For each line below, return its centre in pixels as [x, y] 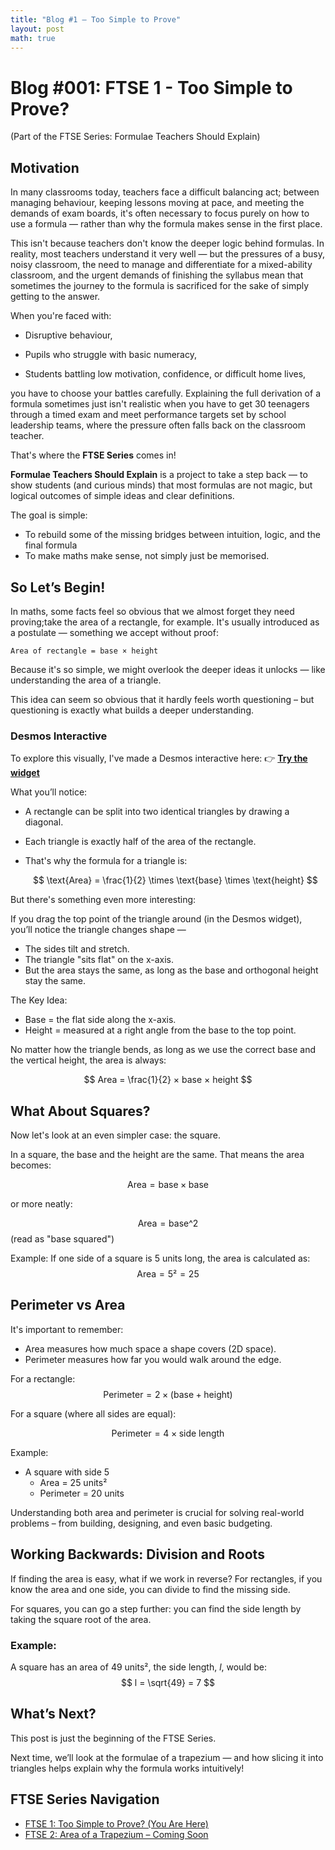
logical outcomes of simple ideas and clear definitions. [122, 496]
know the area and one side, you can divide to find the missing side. [150, 1589]
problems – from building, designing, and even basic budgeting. [141, 1523]
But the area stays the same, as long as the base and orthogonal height [171, 970]
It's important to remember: [67, 1329]
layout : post [37, 29]
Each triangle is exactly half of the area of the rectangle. [140, 842]
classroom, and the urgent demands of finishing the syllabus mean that [157, 275]
